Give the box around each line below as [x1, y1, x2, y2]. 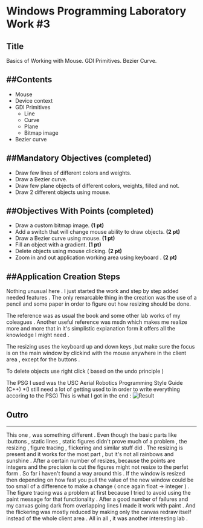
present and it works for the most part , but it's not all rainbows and [6, 451, 174, 458]
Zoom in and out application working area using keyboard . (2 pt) [14, 254, 177, 261]
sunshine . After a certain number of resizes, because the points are [6, 457, 176, 465]
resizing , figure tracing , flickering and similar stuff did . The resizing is [6, 444, 183, 451]
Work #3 [6, 17, 50, 31]
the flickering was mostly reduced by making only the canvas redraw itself [6, 509, 192, 516]
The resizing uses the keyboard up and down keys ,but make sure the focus [6, 343, 195, 350]
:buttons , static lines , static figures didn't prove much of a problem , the [6, 438, 187, 445]
